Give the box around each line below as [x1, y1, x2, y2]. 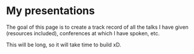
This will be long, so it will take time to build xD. [6, 41, 121, 48]
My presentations [6, 4, 95, 18]
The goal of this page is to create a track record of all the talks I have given [6, 23, 189, 31]
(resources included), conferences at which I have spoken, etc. [6, 29, 160, 36]
